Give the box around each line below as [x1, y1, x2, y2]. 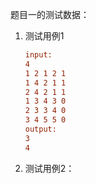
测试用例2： [24, 162, 75, 174]
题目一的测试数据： [10, 9, 90, 20]
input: [24, 50, 53, 60]
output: [24, 124, 57, 134]
